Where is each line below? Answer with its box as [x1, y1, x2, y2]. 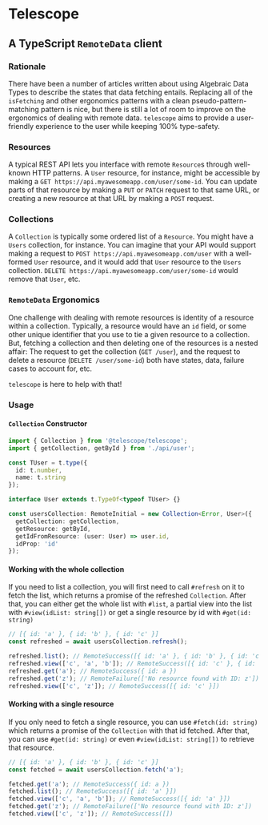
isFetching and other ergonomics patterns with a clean [8, 95, 190, 105]
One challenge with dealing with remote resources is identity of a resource [8, 312, 254, 322]
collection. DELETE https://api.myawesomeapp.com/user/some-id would [8, 266, 238, 276]
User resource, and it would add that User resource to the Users [34, 257, 242, 267]
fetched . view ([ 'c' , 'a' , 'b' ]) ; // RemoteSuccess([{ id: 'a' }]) [8, 795, 230, 803]
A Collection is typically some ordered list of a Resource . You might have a [8, 231, 254, 241]
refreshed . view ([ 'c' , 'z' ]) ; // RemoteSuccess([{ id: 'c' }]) [8, 682, 220, 690]
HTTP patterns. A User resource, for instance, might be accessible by [31, 168, 261, 178]
